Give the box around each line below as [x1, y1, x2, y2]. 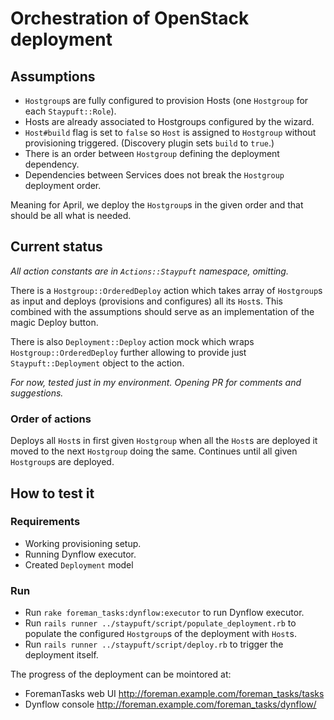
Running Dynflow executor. [24, 548, 137, 560]
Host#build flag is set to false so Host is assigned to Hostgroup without [24, 127, 317, 138]
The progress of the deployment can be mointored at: [10, 668, 232, 681]
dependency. [24, 158, 80, 170]
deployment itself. [24, 649, 99, 661]
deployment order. [24, 180, 102, 191]
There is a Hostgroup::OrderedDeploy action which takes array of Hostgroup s [10, 284, 323, 296]
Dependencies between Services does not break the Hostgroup [24, 169, 285, 181]
